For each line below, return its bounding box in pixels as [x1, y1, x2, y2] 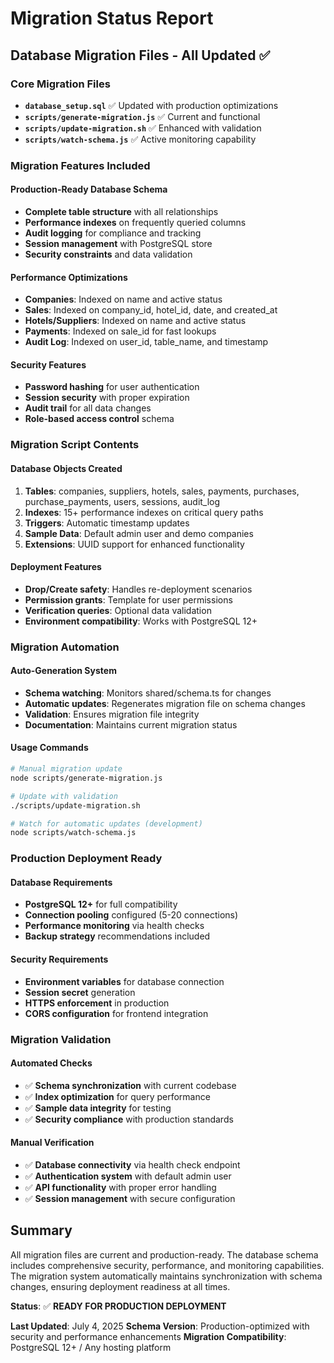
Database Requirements [10, 876, 113, 888]
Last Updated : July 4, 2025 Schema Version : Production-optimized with [10, 1320, 310, 1332]
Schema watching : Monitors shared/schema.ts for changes [24, 687, 272, 699]
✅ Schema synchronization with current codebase [24, 1079, 237, 1091]
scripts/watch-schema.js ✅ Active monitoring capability [24, 133, 257, 145]
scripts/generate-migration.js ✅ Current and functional [24, 110, 261, 122]
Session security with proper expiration [24, 392, 190, 404]
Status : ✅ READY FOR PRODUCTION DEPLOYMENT [10, 1300, 227, 1312]
